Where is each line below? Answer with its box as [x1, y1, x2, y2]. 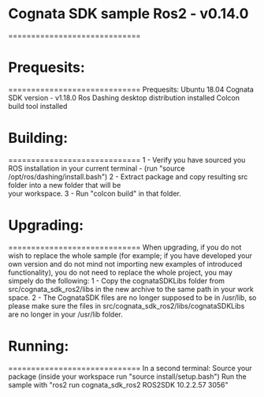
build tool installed [8, 101, 68, 110]
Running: [8, 337, 69, 355]
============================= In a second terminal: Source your [8, 363, 252, 373]
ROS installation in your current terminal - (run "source [8, 163, 185, 173]
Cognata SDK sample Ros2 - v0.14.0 [8, 5, 249, 23]
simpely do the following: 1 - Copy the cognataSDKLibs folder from [8, 275, 225, 285]
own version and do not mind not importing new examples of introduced [8, 259, 243, 268]
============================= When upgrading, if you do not [8, 242, 242, 252]
